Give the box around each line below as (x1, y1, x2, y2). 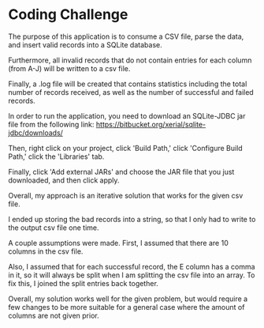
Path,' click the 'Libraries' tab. (8, 152, 105, 161)
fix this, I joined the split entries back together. (8, 278, 159, 288)
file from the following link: (8, 119, 95, 129)
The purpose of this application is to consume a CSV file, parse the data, (8, 32, 244, 41)
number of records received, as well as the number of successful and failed (8, 87, 254, 96)
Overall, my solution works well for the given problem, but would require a (8, 294, 248, 303)
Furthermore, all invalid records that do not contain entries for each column (8, 55, 252, 65)
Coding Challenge (8, 6, 128, 24)
